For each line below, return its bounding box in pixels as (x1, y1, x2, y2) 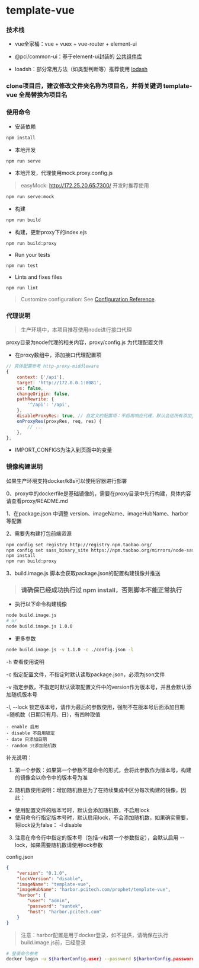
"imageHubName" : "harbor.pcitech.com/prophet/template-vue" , (17, 887, 171, 893)
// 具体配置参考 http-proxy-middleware (6, 363, 99, 370)
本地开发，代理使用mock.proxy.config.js (14, 170, 113, 177)
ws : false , (17, 385, 44, 391)
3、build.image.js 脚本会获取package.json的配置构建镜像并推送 (6, 570, 161, 577)
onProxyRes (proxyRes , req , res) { (17, 418, 102, 424)
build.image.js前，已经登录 (20, 938, 86, 946)
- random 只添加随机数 (6, 743, 57, 749)
